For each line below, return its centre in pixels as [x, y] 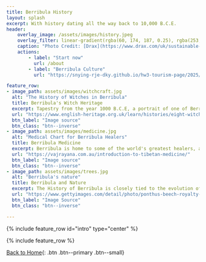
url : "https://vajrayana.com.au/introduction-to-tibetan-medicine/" [101, 154]
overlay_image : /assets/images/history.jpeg [75, 35]
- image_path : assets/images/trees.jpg [57, 171]
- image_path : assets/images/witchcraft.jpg [64, 92]
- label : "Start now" [56, 58]
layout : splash [26, 18]
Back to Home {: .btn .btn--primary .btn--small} [65, 252]
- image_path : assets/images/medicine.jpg [61, 132]
